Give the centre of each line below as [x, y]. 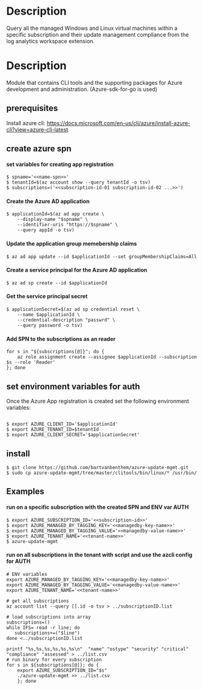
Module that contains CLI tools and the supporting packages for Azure [95, 82]
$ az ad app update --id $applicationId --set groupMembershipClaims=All [102, 257]
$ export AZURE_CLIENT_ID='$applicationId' [62, 424]
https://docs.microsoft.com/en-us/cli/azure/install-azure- [119, 123]
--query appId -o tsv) [46, 230]
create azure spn [39, 149]
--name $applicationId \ [49, 315]
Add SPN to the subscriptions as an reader [61, 339]
